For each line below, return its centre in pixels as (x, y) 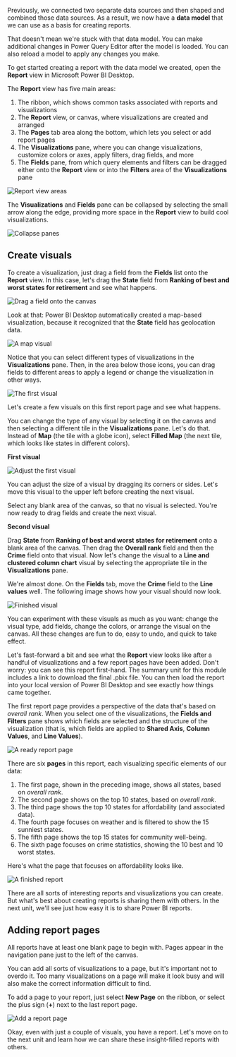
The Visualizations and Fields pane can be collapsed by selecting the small (118, 205)
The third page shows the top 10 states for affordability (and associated (121, 807)
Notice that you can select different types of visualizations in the (101, 357)
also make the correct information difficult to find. (79, 983)
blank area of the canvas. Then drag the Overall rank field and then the (111, 548)
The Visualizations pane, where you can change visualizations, (110, 147)
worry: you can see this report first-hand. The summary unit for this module (117, 670)
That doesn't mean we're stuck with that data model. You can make (105, 39)
